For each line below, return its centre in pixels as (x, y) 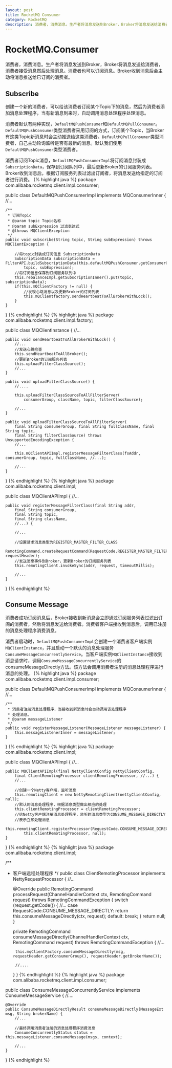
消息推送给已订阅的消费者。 (43, 77)
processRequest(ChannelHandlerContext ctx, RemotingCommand (82, 894)
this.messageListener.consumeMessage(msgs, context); (64, 1037)
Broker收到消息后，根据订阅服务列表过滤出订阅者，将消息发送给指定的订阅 (84, 173)
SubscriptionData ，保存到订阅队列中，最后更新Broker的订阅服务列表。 (80, 167)
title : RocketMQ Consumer (33, 15)
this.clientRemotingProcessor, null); (65, 833)
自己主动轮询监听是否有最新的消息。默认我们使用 (70, 143)
